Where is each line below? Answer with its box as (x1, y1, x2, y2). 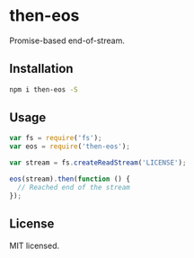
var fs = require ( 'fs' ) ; (9, 134, 102, 143)
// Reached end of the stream (17, 182, 130, 191)
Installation (9, 61, 74, 76)
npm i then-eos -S (9, 85, 78, 94)
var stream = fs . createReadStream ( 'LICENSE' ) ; (9, 158, 187, 167)
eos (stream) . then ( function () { (9, 174, 130, 184)
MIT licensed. (9, 240, 60, 251)
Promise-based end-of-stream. (9, 35, 126, 46)
